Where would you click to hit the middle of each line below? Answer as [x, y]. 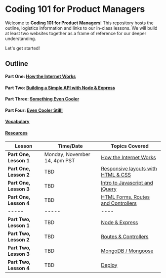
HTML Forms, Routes [125, 197]
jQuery [109, 189]
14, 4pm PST [60, 160]
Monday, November [67, 154]
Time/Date [70, 146]
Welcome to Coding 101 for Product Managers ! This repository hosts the [80, 23]
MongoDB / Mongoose [127, 251]
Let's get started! [23, 48]
